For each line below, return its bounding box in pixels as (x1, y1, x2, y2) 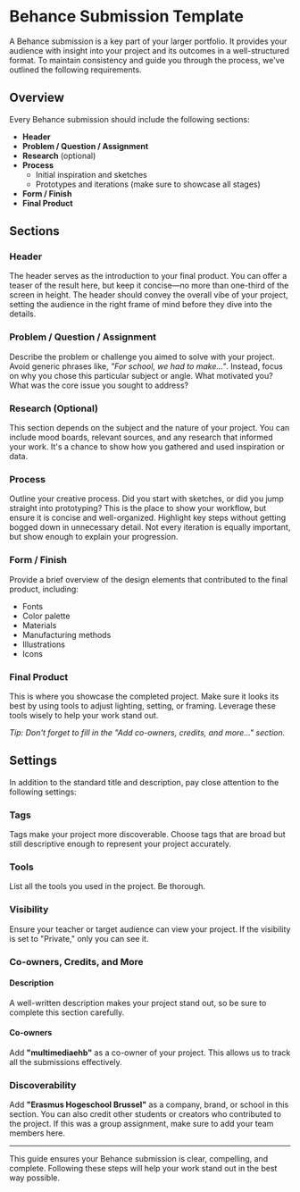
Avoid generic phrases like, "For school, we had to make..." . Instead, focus (9, 360, 283, 372)
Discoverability (9, 1079, 77, 1091)
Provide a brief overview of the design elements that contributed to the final (9, 574, 288, 584)
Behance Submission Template (9, 6, 244, 27)
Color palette (21, 610, 71, 621)
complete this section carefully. (9, 1007, 125, 1018)
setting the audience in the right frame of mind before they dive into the (9, 299, 272, 310)
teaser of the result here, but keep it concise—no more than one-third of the (9, 280, 289, 291)
